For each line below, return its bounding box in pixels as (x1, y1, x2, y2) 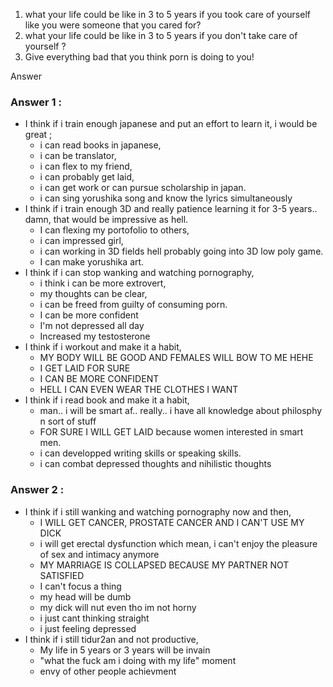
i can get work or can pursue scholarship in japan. (39, 182, 247, 194)
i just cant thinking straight (39, 612, 150, 624)
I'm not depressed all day (39, 320, 145, 332)
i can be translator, (39, 150, 117, 162)
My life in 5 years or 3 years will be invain (39, 644, 211, 656)
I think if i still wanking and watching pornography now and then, (24, 505, 292, 518)
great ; (24, 129, 53, 141)
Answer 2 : (10, 483, 65, 497)
